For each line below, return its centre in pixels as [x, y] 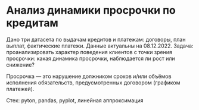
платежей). [20, 89]
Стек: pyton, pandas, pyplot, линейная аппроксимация [75, 100]
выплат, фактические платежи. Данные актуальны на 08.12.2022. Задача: [100, 46]
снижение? [20, 65]
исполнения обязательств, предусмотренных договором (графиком [93, 82]
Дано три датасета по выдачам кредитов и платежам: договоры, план [96, 39]
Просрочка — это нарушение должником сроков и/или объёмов [89, 76]
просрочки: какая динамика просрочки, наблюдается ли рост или [91, 58]
